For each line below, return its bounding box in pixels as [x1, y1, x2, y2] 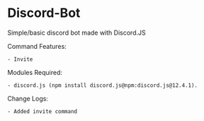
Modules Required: [7, 68, 62, 76]
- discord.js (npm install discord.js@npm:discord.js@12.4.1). [7, 81, 198, 89]
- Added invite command [7, 108, 78, 115]
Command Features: [7, 42, 67, 50]
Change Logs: [7, 94, 48, 103]
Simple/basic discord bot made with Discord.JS [7, 28, 147, 37]
